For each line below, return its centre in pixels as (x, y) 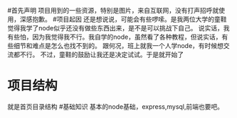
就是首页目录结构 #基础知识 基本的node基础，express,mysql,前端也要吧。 (116, 106)
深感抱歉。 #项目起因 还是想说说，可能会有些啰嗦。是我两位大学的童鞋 (123, 19)
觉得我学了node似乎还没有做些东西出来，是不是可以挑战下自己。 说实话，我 (118, 28)
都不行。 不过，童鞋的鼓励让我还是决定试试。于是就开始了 (98, 54)
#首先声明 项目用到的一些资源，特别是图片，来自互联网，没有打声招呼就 (113, 10)
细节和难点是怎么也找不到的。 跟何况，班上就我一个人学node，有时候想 (118, 46)
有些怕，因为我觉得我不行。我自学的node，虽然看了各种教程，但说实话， (115, 37)
